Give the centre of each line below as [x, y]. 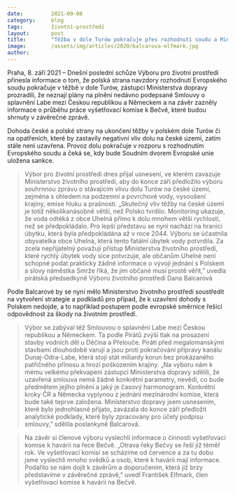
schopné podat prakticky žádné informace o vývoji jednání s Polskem [124, 263]
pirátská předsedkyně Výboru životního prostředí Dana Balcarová [118, 278]
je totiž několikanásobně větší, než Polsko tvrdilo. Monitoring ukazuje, [124, 211]
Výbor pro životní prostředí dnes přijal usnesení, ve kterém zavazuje [122, 174]
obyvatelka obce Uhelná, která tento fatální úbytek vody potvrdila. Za [124, 241]
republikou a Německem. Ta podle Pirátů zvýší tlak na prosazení [117, 335]
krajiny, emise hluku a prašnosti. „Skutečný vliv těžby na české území [124, 203]
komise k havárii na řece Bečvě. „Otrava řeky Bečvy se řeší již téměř [122, 445]
